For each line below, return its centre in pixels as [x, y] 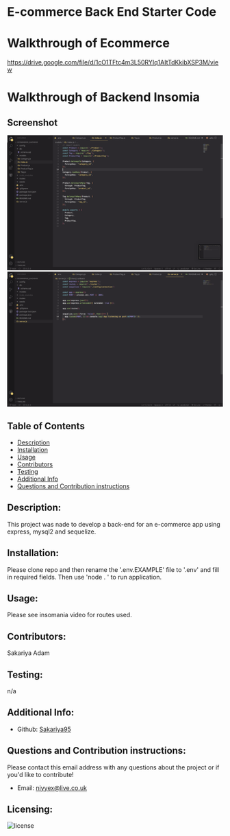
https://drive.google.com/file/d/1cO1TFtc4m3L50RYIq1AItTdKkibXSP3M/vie [113, 62]
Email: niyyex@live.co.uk [52, 788]
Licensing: [30, 810]
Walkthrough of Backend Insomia [104, 97]
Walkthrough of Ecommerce [88, 44]
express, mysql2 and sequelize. [52, 532]
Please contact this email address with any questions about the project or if [113, 767]
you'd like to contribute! [40, 774]
